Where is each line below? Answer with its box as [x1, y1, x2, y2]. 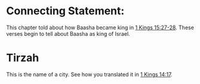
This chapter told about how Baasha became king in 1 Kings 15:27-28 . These [6, 24, 194, 31]
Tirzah [6, 51, 39, 65]
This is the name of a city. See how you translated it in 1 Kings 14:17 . [6, 70, 173, 78]
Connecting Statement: [6, 4, 125, 18]
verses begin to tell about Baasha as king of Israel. [6, 30, 130, 37]
